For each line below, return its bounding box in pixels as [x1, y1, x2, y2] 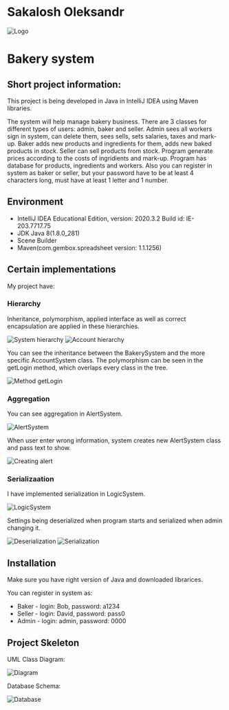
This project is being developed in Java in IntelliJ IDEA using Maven [7, 97, 199, 105]
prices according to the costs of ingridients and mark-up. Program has [7, 154, 207, 162]
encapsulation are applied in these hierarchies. [7, 322, 140, 330]
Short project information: [7, 79, 122, 90]
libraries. [7, 104, 32, 112]
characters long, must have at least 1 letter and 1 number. [7, 176, 168, 184]
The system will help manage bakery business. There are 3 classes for [7, 117, 208, 125]
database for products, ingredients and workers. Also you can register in [7, 161, 212, 170]
